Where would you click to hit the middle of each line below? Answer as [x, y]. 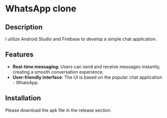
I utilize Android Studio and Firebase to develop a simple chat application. [81, 39]
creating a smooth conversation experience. [58, 72]
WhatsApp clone [41, 9]
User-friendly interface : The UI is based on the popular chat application [87, 77]
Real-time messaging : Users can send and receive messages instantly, [86, 66]
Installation [23, 98]
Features [19, 55]
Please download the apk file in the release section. [58, 110]
